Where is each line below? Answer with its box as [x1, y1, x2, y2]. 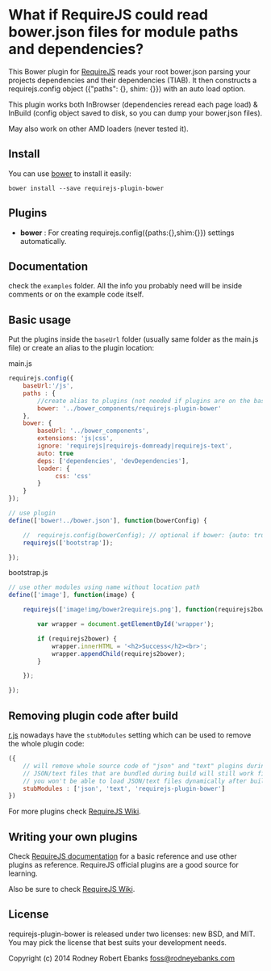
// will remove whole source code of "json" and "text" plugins [23, 762, 244, 770]
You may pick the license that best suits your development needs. [8, 937, 227, 947]
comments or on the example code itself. [8, 289, 144, 300]
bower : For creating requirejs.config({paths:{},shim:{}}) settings [19, 228, 235, 237]
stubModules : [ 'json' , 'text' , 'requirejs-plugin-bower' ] [23, 784, 226, 792]
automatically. [19, 236, 67, 246]
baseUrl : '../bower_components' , [37, 427, 150, 435]
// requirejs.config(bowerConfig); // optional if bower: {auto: [23, 531, 251, 539]
